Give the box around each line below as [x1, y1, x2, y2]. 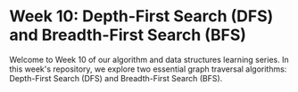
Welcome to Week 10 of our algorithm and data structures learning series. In [9, 54, 289, 65]
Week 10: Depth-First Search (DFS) [9, 6, 274, 27]
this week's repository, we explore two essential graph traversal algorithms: [9, 64, 287, 74]
